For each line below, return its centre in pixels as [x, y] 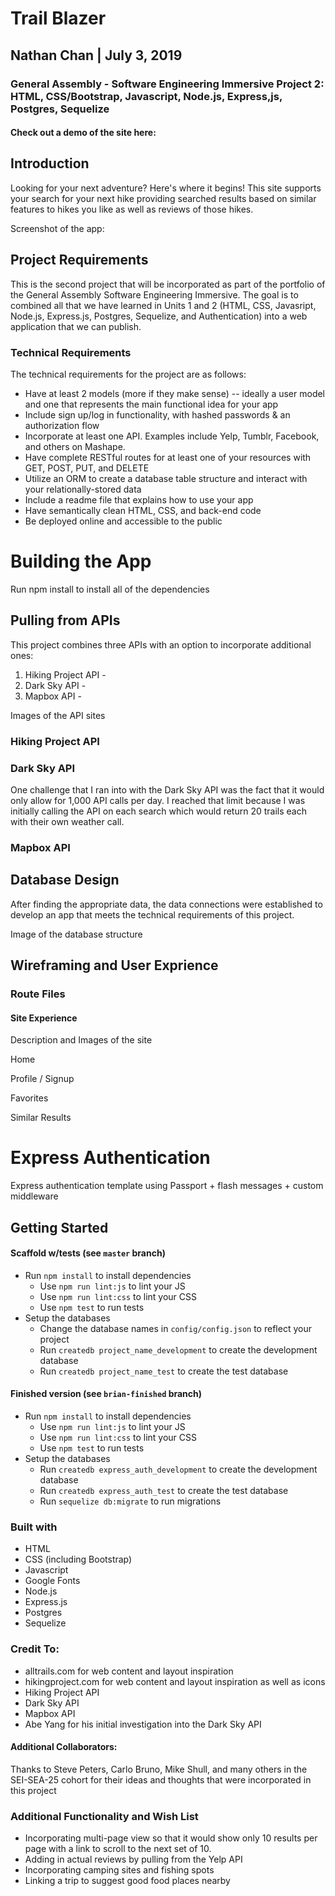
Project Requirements [79, 260]
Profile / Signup [42, 1079]
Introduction [50, 163]
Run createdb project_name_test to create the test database [164, 1371]
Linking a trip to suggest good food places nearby [127, 1881]
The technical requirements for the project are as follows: [128, 374]
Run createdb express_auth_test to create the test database [164, 1490]
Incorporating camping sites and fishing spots [119, 1870]
